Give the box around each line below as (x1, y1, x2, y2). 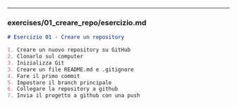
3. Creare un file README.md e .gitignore (7, 66, 134, 73)
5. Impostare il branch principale (7, 79, 112, 86)
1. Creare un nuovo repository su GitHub (7, 46, 131, 53)
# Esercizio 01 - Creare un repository (7, 34, 125, 41)
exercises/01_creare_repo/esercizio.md (7, 18, 147, 27)
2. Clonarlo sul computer (7, 53, 83, 60)
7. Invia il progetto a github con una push (7, 92, 140, 99)
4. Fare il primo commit (7, 72, 80, 79)
